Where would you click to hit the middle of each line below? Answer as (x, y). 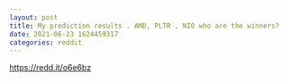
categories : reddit (46, 42)
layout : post (34, 17)
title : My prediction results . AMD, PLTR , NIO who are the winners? (144, 26)
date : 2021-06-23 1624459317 (64, 34)
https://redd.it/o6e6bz (50, 68)
